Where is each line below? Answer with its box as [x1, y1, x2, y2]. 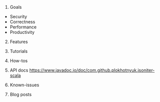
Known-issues [9, 82, 40, 88]
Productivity [9, 29, 35, 35]
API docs [9, 67, 29, 73]
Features [9, 39, 28, 45]
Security [9, 14, 27, 19]
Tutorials [9, 49, 28, 54]
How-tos [9, 58, 28, 63]
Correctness [9, 19, 36, 25]
